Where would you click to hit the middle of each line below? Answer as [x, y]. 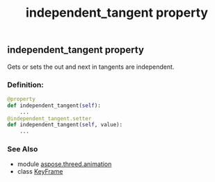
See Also [23, 149]
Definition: [25, 85]
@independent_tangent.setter [49, 118]
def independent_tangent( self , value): [65, 125]
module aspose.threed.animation [64, 164]
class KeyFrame [40, 172]
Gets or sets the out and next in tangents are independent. [91, 67]
